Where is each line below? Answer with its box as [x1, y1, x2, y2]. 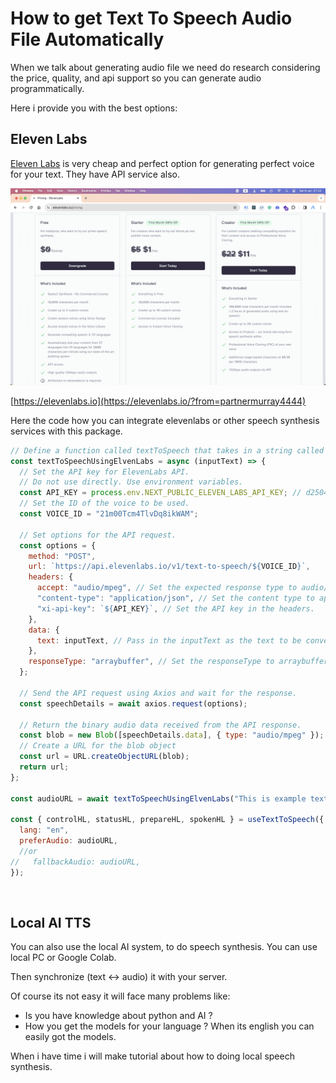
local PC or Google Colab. [10, 952, 117, 964]
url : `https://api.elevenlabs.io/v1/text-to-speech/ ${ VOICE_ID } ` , [28, 562, 311, 572]
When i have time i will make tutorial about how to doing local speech [10, 1050, 295, 1062]
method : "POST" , [28, 551, 97, 561]
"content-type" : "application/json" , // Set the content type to [36, 593, 315, 603]
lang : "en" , [19, 825, 70, 836]
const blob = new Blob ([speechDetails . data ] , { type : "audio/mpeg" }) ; [19, 730, 325, 741]
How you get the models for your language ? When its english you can [24, 1020, 315, 1032]
